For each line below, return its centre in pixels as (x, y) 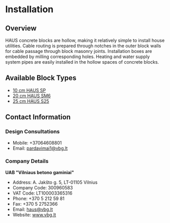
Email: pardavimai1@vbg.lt (40, 148)
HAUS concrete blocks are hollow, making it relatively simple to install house (85, 40)
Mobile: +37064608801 (37, 143)
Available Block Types (41, 78)
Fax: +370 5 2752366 (35, 204)
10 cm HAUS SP (29, 90)
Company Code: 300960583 (43, 187)
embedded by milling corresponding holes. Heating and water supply (77, 57)
